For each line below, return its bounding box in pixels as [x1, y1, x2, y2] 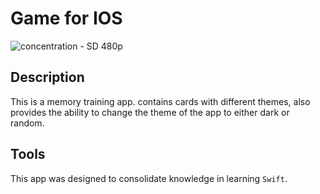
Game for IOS [10, 7, 123, 30]
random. [10, 117, 45, 129]
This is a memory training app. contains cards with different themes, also [10, 95, 311, 107]
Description [10, 69, 85, 86]
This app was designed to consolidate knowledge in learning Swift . [10, 172, 288, 184]
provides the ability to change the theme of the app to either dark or [10, 106, 290, 118]
